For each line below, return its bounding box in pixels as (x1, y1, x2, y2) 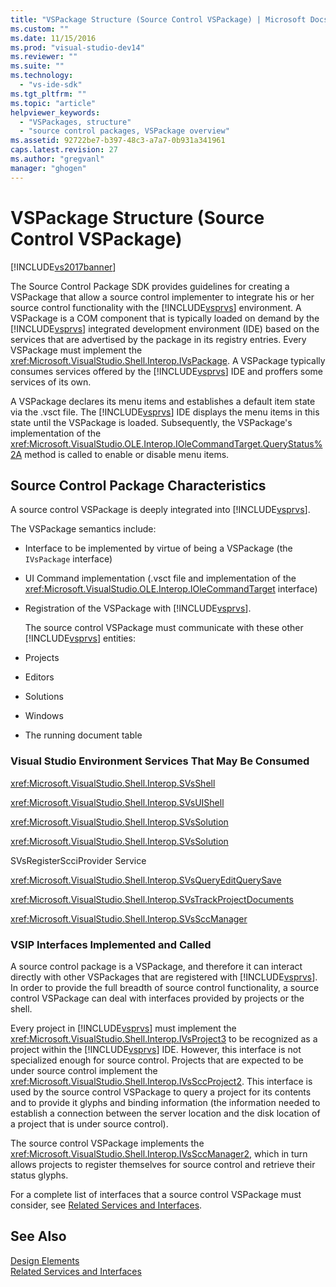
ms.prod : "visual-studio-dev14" (10, 42, 145, 53)
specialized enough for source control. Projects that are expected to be (10, 1054, 304, 1066)
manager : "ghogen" (10, 163, 87, 173)
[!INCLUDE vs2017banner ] (10, 261, 117, 273)
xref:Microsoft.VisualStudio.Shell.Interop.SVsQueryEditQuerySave (10, 874, 282, 886)
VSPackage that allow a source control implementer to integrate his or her (10, 291, 315, 303)
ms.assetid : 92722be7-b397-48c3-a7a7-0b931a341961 (10, 136, 226, 146)
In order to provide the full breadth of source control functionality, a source (10, 981, 320, 993)
